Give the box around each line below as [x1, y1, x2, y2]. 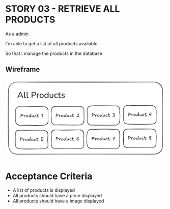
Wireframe [5, 65, 40, 74]
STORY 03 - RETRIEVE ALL [5, 3, 120, 15]
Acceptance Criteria [5, 170, 93, 182]
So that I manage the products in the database [5, 50, 103, 56]
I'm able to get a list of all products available [5, 40, 98, 46]
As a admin [5, 31, 29, 37]
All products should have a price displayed [12, 193, 102, 199]
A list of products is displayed [12, 187, 75, 193]
